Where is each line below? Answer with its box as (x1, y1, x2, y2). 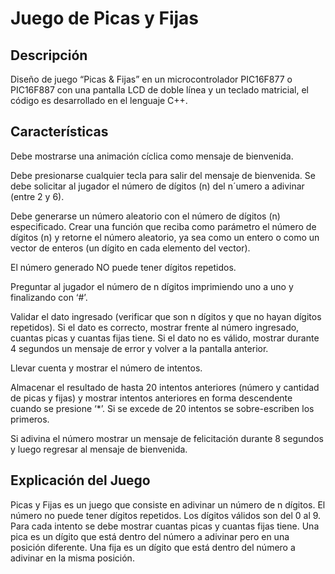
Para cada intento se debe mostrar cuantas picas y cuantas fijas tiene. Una (10, 520, 320, 532)
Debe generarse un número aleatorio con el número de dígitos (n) (10, 210, 281, 222)
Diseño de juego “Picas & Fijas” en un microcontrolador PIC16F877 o (10, 73, 293, 85)
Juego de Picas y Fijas (10, 7, 200, 30)
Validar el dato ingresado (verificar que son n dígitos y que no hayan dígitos (10, 310, 322, 322)
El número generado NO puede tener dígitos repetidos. (10, 261, 237, 273)
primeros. (10, 413, 50, 425)
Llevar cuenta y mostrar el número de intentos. (10, 362, 203, 374)
